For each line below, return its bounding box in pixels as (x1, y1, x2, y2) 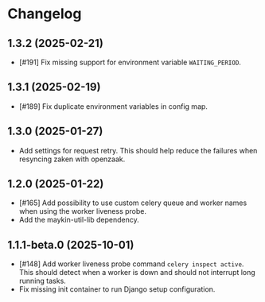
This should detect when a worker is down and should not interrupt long (18, 268, 255, 277)
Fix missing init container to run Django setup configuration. (18, 285, 216, 294)
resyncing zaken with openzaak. (18, 154, 126, 164)
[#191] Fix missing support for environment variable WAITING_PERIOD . (18, 57, 242, 67)
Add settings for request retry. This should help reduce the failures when (18, 145, 258, 155)
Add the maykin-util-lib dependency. (18, 215, 140, 225)
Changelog (7, 5, 82, 23)
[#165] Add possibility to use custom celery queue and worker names (18, 198, 247, 207)
